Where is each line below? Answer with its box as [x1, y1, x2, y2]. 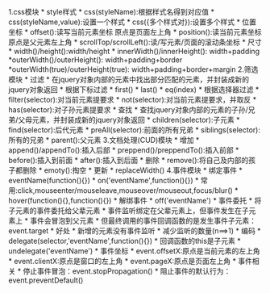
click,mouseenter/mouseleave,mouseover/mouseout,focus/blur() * [17, 186, 239, 195]
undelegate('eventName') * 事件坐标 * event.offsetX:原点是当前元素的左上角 [8, 246, 260, 256]
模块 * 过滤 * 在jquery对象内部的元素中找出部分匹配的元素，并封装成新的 [8, 75, 250, 84]
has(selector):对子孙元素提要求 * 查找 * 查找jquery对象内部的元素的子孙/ [8, 105, 248, 115]
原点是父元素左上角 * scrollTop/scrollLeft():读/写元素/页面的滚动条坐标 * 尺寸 [8, 37, 262, 47]
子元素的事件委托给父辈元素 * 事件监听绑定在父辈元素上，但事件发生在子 [8, 206, 249, 216]
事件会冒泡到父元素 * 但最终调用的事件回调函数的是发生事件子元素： [29, 216, 256, 225]
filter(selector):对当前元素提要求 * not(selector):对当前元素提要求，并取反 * [8, 95, 257, 104]
